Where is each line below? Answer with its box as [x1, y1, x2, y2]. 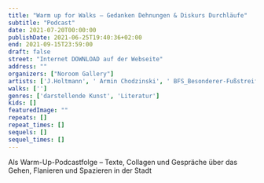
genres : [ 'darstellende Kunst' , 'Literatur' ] [8, 92, 159, 100]
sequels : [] [8, 128, 47, 136]
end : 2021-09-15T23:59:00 [8, 41, 93, 49]
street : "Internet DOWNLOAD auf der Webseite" [8, 56, 163, 64]
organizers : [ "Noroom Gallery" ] [8, 70, 114, 78]
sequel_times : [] [8, 135, 65, 144]
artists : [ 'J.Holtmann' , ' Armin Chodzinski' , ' [8, 77, 170, 85]
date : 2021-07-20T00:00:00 [8, 26, 97, 34]
